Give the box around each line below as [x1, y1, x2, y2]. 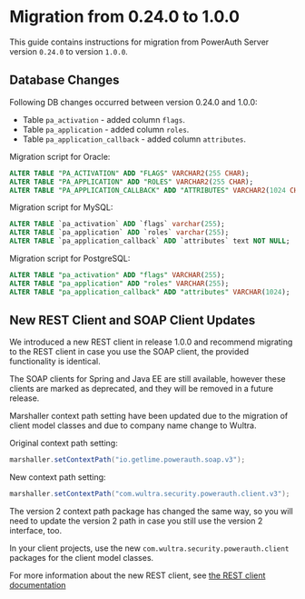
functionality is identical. [9, 356, 102, 367]
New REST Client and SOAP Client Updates [9, 313, 256, 328]
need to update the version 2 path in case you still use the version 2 [9, 515, 263, 526]
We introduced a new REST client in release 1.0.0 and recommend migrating [9, 336, 293, 347]
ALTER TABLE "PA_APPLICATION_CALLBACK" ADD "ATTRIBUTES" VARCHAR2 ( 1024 [9, 185, 286, 195]
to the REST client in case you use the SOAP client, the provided [9, 346, 250, 357]
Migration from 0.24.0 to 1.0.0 [9, 6, 241, 27]
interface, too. [9, 525, 62, 536]
